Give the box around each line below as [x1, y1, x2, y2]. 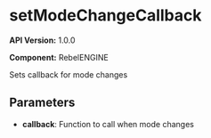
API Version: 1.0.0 [9, 35, 76, 45]
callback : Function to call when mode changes [21, 118, 194, 129]
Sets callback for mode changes [9, 69, 128, 80]
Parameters [9, 95, 76, 110]
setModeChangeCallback [9, 5, 202, 26]
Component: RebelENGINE [9, 52, 109, 62]
